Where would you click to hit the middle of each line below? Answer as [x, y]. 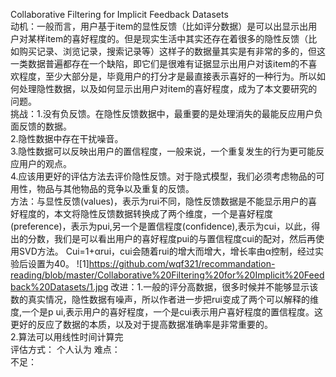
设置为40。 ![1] [58, 263]
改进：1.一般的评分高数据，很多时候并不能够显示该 [214, 287]
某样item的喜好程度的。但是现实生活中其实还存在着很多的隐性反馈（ [168, 38]
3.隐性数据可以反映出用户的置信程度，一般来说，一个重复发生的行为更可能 [163, 151]
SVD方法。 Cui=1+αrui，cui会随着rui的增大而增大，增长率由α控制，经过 [166, 251]
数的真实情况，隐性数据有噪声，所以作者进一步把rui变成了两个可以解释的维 [164, 299]
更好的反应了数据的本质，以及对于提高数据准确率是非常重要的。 [141, 324]
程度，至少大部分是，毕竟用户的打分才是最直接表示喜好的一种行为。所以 [167, 76]
